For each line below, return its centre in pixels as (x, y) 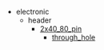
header (40, 20)
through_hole (74, 37)
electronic (32, 12)
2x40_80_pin (61, 29)
